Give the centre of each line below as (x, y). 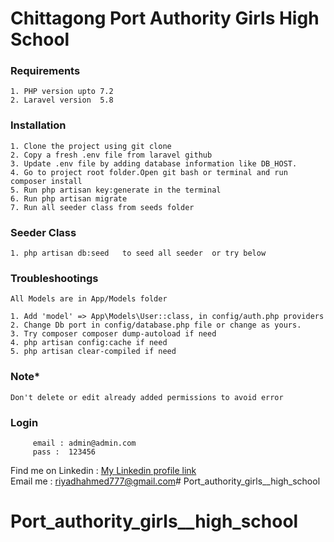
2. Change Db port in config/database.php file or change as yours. (156, 325)
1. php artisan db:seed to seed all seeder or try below (138, 253)
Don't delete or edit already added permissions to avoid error (147, 397)
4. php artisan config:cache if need (89, 343)
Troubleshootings (54, 278)
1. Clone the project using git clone (91, 146)
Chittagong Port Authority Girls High (165, 18)
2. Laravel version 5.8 (62, 100)
